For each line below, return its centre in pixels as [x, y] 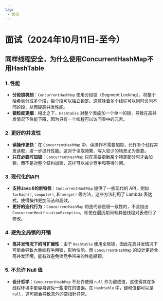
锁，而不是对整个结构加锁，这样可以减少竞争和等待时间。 [70, 163]
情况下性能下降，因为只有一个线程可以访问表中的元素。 [72, 119]
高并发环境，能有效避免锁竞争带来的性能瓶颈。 [59, 256]
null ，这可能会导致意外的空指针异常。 [51, 294]
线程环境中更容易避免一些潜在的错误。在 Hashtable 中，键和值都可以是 [83, 287]
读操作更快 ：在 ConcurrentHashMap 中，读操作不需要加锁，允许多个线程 [83, 145]
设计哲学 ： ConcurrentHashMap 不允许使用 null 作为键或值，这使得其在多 [84, 282]
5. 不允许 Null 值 [24, 270]
